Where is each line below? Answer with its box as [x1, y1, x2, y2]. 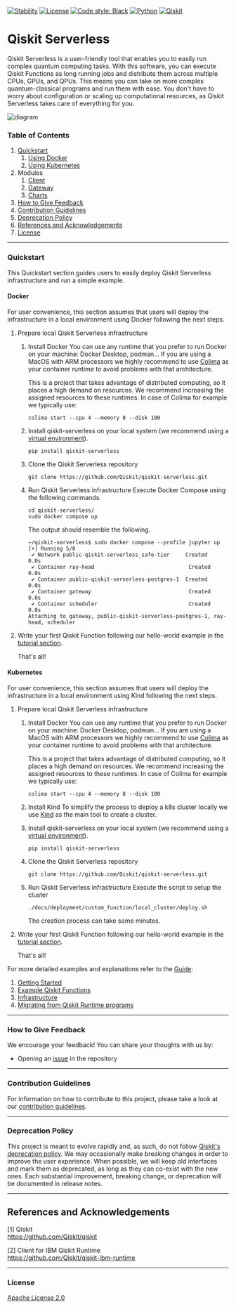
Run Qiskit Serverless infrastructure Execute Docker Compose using [27, 485, 226, 494]
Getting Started [17, 978, 62, 987]
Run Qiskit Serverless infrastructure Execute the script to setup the [27, 883, 222, 891]
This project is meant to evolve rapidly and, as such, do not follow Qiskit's [7, 1142, 221, 1150]
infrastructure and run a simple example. [7, 276, 125, 284]
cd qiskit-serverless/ [27, 506, 95, 514]
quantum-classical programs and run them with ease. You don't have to [7, 84, 215, 93]
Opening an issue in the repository [17, 1054, 118, 1063]
